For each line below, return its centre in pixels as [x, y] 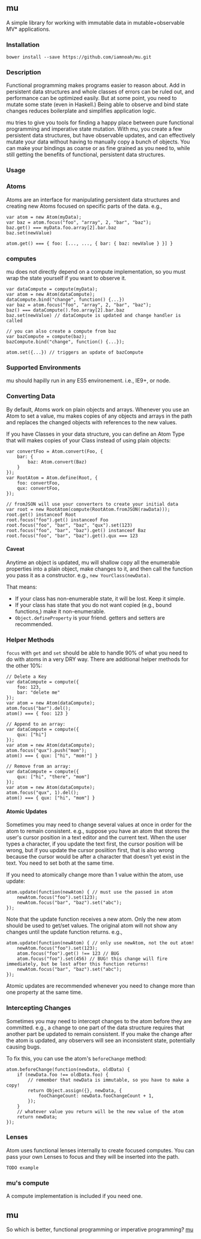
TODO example [22, 1168]
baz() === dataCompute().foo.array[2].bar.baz [65, 310]
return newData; [37, 1117]
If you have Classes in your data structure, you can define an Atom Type [95, 434]
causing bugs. [24, 1047]
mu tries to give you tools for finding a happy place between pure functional [100, 123]
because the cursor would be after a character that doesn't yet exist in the [98, 857]
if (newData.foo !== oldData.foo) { [63, 1074]
